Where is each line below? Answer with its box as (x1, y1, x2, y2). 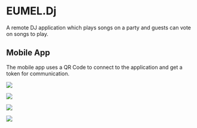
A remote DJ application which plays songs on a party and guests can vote (6, 24, 192, 31)
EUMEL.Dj (6, 4, 57, 18)
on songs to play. (6, 30, 49, 37)
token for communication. (6, 70, 70, 77)
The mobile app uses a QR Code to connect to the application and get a (6, 63, 183, 71)
